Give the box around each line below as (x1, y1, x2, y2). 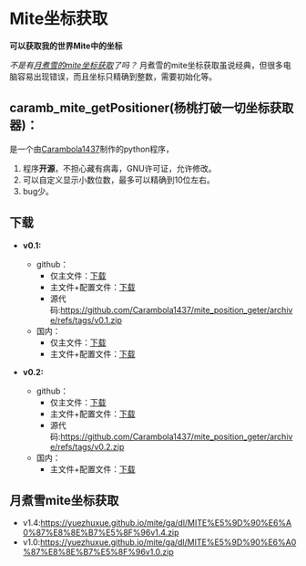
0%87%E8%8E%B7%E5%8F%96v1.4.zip (22, 527, 179, 539)
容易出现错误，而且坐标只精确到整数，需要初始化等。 (16, 70, 217, 82)
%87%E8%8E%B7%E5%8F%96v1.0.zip (22, 547, 175, 558)
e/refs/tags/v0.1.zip (49, 314, 123, 325)
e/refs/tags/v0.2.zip (49, 441, 125, 452)
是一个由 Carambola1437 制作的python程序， (9, 143, 175, 154)
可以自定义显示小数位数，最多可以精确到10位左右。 (22, 174, 216, 185)
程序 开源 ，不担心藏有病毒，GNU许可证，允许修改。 (22, 162, 217, 173)
